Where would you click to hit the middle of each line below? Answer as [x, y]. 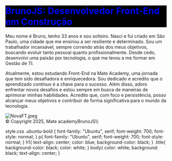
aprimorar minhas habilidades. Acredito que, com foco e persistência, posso [86, 95]
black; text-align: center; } [33, 153]
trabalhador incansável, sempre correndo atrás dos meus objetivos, [77, 47]
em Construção [39, 22]
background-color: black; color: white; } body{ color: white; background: [82, 147]
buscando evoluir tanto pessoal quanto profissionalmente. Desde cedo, [81, 52]
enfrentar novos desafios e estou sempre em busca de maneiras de [77, 89]
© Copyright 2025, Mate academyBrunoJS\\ [52, 121]
